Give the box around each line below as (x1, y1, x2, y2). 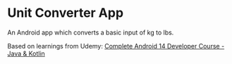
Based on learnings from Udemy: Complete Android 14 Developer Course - (7, 41, 225, 50)
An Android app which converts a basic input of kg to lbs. (7, 28, 174, 37)
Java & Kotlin (7, 49, 46, 58)
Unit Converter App (7, 5, 124, 21)
